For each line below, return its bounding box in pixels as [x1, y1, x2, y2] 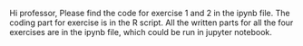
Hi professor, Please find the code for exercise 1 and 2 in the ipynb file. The [9, 8, 290, 18]
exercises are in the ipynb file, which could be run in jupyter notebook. [9, 27, 272, 37]
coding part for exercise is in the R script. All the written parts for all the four [9, 17, 294, 28]
